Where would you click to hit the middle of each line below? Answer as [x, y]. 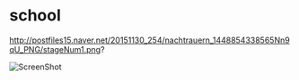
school [35, 16]
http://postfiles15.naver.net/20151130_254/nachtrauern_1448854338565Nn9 [149, 40]
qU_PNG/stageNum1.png [55, 49]
